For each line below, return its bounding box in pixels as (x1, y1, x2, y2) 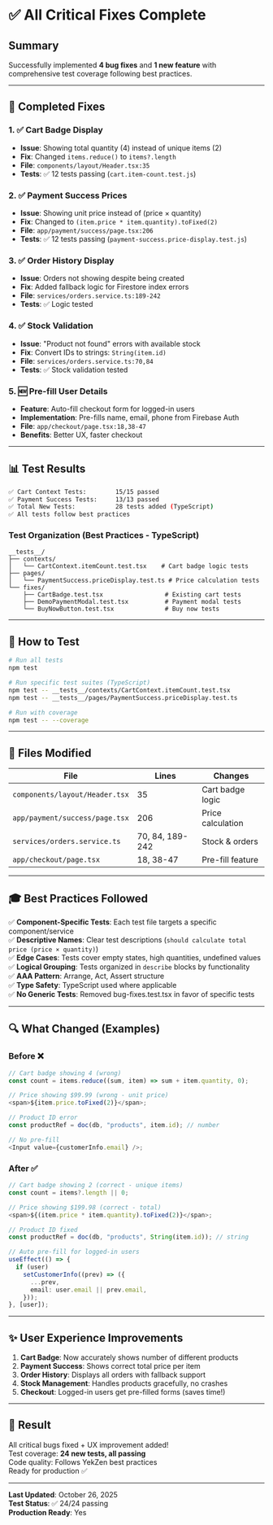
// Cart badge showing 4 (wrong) (8, 1068, 122, 1077)
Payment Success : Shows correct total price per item (19, 1361, 201, 1371)
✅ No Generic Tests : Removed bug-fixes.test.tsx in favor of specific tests (8, 990, 255, 999)
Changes (213, 771, 249, 782)
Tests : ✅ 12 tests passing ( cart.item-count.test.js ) (19, 168, 197, 178)
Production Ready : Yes (8, 1507, 87, 1517)
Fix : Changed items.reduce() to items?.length (19, 151, 176, 161)
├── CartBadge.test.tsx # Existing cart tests (23, 591, 242, 599)
